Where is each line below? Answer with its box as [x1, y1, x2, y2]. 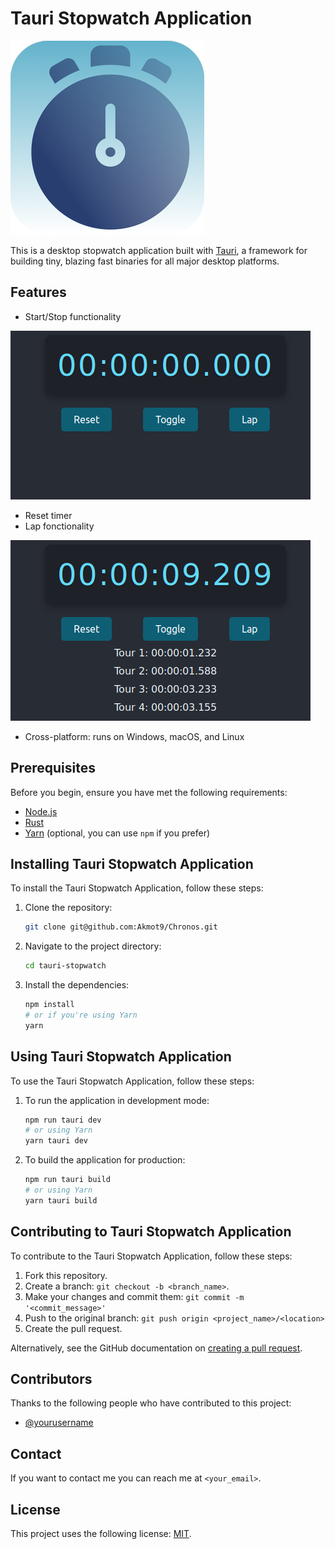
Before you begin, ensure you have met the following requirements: [10, 786, 288, 798]
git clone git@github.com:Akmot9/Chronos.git [24, 922, 218, 932]
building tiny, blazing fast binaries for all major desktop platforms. [10, 255, 280, 267]
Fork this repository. [24, 1269, 108, 1281]
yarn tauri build [24, 1195, 98, 1206]
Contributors [10, 1371, 93, 1388]
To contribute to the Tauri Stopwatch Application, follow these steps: [10, 1250, 293, 1262]
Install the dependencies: [24, 979, 130, 991]
